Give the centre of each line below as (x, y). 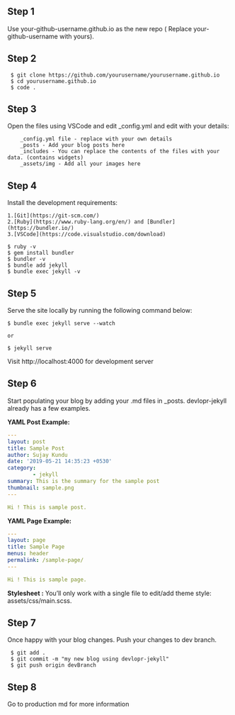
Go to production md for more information (68, 704)
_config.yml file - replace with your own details (96, 139)
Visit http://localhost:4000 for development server (81, 362)
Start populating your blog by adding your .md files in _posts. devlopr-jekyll (117, 401)
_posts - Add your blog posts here (73, 145)
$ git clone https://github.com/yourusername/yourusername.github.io (115, 75)
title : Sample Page (36, 547)
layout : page (27, 541)
